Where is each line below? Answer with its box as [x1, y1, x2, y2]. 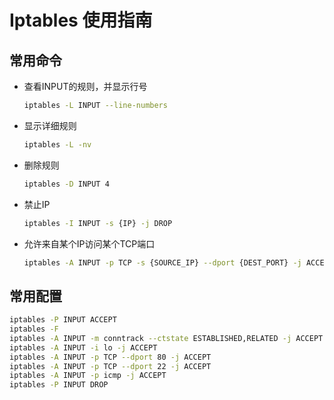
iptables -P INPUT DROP [9, 380, 109, 390]
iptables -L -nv [23, 139, 92, 150]
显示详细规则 [23, 119, 77, 131]
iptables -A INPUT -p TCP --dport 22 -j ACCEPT [9, 361, 212, 371]
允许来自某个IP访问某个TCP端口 [23, 237, 156, 250]
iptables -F [9, 324, 59, 335]
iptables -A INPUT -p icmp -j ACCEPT [9, 371, 167, 381]
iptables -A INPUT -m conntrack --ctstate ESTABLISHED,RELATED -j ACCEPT [9, 333, 324, 343]
